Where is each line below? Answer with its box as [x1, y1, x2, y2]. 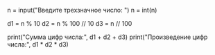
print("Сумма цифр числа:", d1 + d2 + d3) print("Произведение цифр [7, 33, 208, 41]
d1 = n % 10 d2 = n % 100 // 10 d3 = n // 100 [7, 19, 132, 27]
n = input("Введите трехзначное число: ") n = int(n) [7, 6, 157, 14]
